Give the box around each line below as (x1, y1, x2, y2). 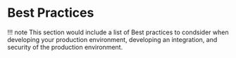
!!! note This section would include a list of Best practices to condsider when (7, 28, 229, 36)
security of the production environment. (7, 43, 123, 51)
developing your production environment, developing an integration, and (7, 35, 218, 43)
